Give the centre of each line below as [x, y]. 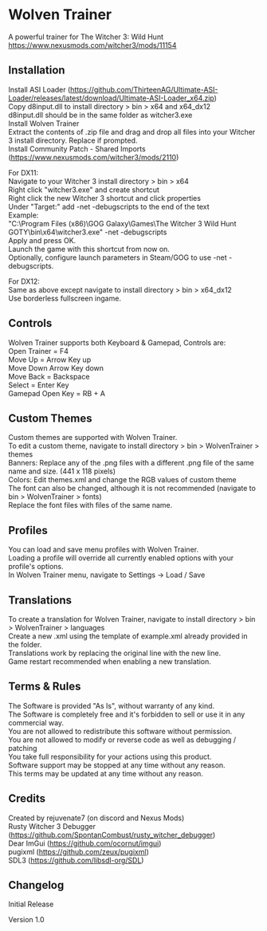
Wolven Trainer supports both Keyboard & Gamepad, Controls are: [117, 342]
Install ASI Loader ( [39, 89]
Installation [37, 71]
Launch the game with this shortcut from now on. [89, 249]
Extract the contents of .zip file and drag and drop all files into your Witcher [132, 132]
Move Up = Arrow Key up [50, 359]
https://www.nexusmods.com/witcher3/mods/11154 [92, 45]
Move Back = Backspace [49, 376]
